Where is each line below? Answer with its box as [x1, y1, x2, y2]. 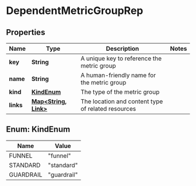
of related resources [80, 105, 136, 113]
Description [106, 45, 139, 52]
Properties [6, 27, 45, 37]
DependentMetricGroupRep [6, 4, 143, 17]
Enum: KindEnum [6, 124, 71, 135]
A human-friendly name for [80, 71, 156, 79]
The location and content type [80, 97, 163, 106]
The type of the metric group [80, 88, 160, 96]
